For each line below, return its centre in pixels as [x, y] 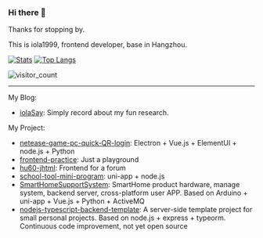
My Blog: [23, 98]
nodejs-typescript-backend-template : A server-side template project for [136, 210]
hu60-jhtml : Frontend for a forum [73, 168]
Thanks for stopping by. [46, 30]
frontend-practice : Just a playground [79, 160]
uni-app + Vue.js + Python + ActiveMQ [82, 201]
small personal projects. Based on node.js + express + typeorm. [122, 218]
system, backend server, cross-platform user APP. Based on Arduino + [133, 193]
